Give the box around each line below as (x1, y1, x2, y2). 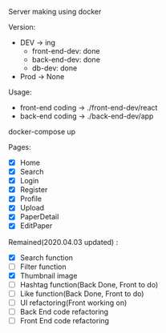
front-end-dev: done (31, 46, 100, 55)
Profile (19, 194, 43, 203)
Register (19, 185, 48, 195)
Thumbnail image (19, 271, 78, 280)
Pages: (8, 142, 31, 151)
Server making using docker (8, 7, 102, 16)
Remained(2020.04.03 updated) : (8, 237, 119, 247)
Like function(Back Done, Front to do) (19, 288, 144, 299)
